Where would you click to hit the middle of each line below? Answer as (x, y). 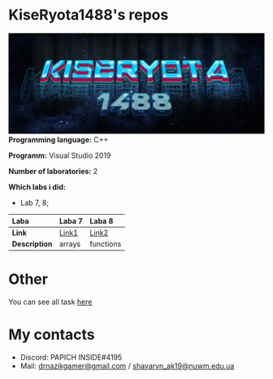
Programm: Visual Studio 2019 (60, 155)
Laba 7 (71, 220)
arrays (70, 244)
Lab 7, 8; (35, 203)
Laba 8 (102, 220)
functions (106, 244)
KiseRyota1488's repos (89, 15)
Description (32, 244)
